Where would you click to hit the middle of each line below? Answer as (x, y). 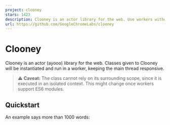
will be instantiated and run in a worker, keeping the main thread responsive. (85, 68)
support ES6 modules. (41, 89)
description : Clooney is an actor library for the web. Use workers (79, 19)
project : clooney (24, 10)
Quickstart (23, 105)
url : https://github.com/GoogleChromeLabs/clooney (60, 24)
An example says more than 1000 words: (48, 117)
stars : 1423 (18, 15)
